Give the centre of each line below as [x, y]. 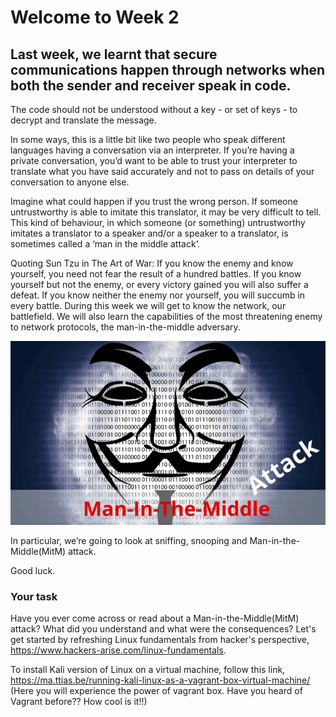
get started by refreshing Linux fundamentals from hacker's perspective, [160, 640]
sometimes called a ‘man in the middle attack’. [105, 244]
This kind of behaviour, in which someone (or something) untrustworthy [158, 222]
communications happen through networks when [168, 69]
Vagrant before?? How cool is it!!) [79, 702]
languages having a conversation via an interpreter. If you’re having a [152, 150]
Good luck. [33, 570]
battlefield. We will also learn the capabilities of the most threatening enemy [166, 316]
